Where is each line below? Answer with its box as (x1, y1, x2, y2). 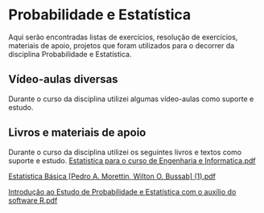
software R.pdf (8, 195, 58, 205)
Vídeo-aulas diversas (8, 72, 118, 86)
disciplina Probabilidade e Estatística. (8, 49, 132, 59)
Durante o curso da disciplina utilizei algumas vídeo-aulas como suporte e (8, 94, 254, 104)
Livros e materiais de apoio (8, 126, 146, 140)
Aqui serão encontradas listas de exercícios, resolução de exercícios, (8, 32, 238, 42)
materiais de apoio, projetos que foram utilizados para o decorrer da (8, 40, 235, 50)
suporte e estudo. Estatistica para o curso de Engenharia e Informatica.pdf (8, 155, 256, 166)
